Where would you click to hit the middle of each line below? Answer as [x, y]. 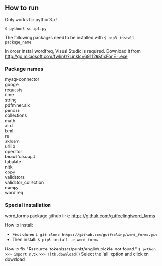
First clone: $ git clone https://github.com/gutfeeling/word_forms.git [85, 235]
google [12, 85]
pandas [13, 110]
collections [16, 115]
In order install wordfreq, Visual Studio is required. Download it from [73, 51]
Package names [24, 69]
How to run [22, 8]
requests [14, 90]
